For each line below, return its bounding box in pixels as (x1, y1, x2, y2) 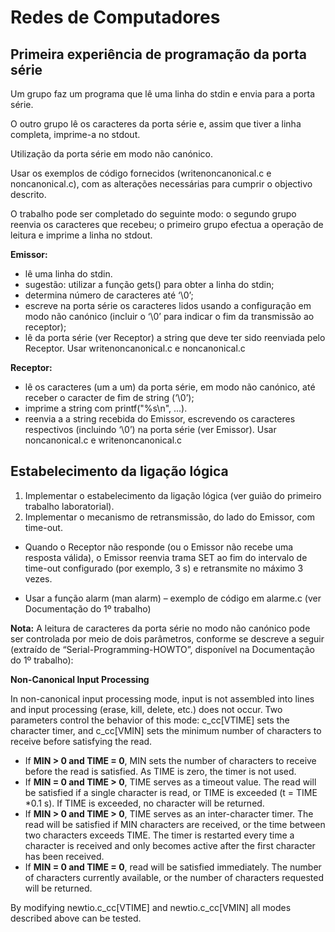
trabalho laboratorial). (24, 500, 115, 512)
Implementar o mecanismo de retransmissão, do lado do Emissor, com (24, 511, 315, 523)
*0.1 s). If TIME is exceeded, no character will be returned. (24, 797, 265, 809)
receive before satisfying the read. (10, 735, 153, 747)
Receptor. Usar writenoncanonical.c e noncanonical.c (24, 342, 246, 354)
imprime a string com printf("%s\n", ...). (24, 402, 188, 414)
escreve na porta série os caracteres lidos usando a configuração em (24, 300, 312, 311)
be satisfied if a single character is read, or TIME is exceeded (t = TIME (24, 786, 318, 798)
